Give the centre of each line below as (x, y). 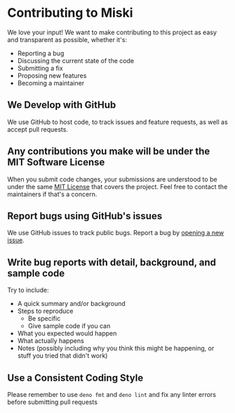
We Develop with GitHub (62, 105)
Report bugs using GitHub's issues (85, 216)
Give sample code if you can (69, 326)
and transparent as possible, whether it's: (67, 39)
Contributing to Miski (70, 13)
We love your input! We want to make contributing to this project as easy (112, 32)
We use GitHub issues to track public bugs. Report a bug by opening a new (116, 233)
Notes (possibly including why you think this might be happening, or (116, 349)
